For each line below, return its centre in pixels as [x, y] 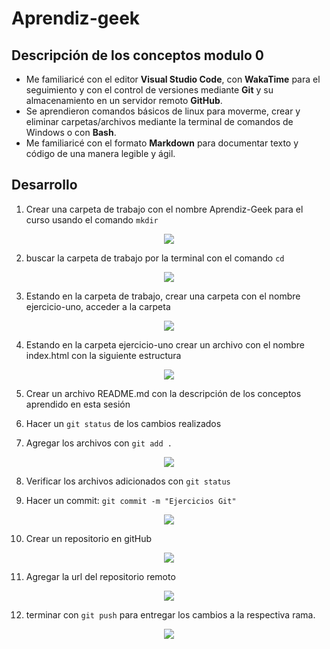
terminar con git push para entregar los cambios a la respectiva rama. [170, 614]
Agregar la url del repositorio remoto [100, 576]
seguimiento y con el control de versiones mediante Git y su [149, 90]
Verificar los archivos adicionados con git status [128, 481]
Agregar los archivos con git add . [99, 443]
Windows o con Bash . [71, 132]
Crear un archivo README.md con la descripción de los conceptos [163, 393]
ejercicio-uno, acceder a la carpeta [98, 306]
